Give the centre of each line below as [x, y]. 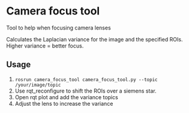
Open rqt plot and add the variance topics [66, 97]
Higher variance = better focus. [45, 46]
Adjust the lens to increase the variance [64, 103]
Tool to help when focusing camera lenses [58, 28]
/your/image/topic [38, 85]
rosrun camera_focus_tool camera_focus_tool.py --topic [86, 79]
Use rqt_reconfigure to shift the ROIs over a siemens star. [86, 91]
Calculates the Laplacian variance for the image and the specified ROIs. [94, 39]
